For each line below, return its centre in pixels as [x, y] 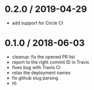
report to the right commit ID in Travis [50, 62]
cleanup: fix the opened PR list [43, 57]
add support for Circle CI [37, 23]
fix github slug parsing [35, 78]
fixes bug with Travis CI [36, 67]
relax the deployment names [41, 73]
